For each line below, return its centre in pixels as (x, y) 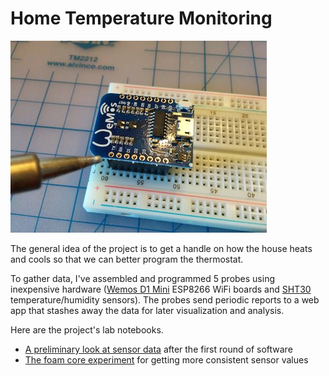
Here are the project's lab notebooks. (87, 329)
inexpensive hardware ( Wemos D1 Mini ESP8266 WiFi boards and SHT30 (161, 289)
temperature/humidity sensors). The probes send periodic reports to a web (165, 299)
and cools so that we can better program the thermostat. (127, 259)
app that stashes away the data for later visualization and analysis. (147, 310)
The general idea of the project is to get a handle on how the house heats (161, 248)
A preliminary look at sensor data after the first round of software (158, 349)
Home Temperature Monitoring (141, 18)
